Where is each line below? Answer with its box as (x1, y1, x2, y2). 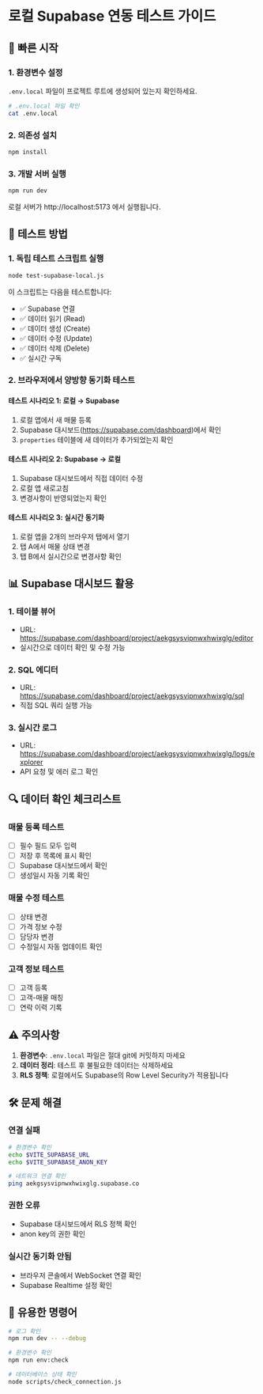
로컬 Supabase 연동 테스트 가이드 (8, 7, 216, 25)
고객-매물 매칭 (19, 993, 64, 1002)
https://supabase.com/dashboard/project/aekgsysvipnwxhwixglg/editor (19, 633, 254, 642)
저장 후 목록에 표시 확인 (19, 851, 92, 861)
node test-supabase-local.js (8, 271, 104, 279)
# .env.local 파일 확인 (8, 102, 80, 110)
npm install (8, 148, 47, 156)
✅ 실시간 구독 (19, 353, 62, 362)
